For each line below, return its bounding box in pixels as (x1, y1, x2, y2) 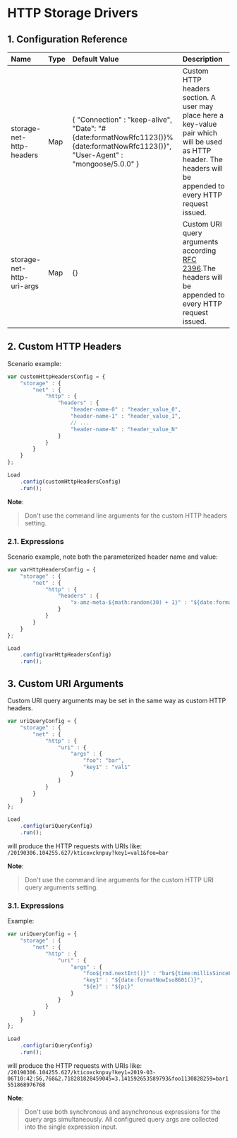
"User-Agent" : (72, 150, 123, 160)
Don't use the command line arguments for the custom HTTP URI (24, 875, 214, 884)
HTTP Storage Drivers (7, 5, 139, 21)
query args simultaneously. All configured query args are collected (24, 1115, 219, 1123)
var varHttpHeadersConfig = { (7, 566, 97, 573)
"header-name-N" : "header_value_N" (70, 426, 178, 433)
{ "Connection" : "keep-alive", (72, 115, 173, 125)
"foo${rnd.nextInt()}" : (83, 970, 157, 977)
